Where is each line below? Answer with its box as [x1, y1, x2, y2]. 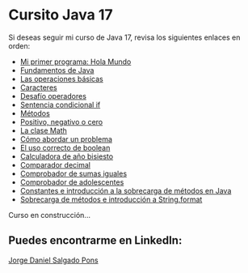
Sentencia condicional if [19, 100, 101, 109]
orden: [8, 41, 31, 50]
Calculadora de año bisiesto [19, 151, 114, 161]
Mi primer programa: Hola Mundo [19, 57, 132, 66]
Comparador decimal [19, 160, 91, 169]
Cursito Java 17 [8, 6, 113, 24]
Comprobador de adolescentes [19, 177, 124, 187]
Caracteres [19, 83, 58, 92]
